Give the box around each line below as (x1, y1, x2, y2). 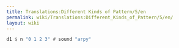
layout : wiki (6, 20, 40, 26)
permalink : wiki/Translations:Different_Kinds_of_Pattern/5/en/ (6, 14, 174, 20)
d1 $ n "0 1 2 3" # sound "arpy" (6, 37, 92, 43)
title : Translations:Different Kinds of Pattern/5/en (6, 8, 147, 15)
